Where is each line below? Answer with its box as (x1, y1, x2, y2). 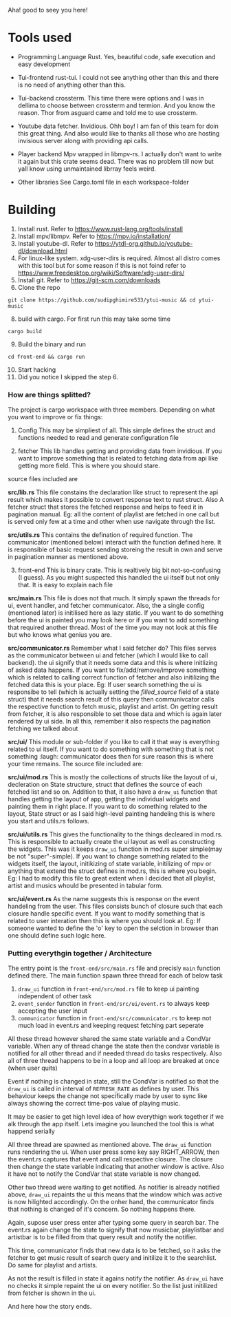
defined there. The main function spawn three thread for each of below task (8, 971, 223, 980)
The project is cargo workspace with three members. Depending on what (8, 405, 215, 414)
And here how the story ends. (8, 1303, 92, 1311)
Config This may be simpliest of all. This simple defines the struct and (17, 426, 216, 434)
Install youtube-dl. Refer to (17, 239, 93, 247)
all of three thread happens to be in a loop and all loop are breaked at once (8, 1057, 219, 1065)
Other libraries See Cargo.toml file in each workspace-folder (17, 178, 190, 186)
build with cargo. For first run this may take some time (17, 315, 171, 323)
